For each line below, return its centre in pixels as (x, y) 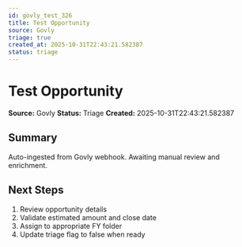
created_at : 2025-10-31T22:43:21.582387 (76, 45)
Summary (33, 138)
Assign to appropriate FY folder (71, 226)
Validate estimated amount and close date (88, 217)
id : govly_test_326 (40, 15)
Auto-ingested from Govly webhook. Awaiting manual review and (114, 157)
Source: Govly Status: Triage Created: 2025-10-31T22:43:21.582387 (121, 113)
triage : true (30, 37)
